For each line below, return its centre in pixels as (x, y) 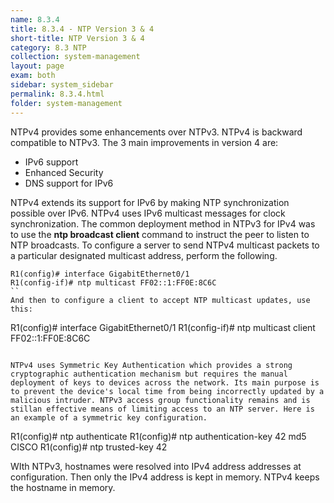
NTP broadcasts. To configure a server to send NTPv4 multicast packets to (165, 245)
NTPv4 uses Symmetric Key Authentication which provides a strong (151, 365)
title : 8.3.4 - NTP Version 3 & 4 (82, 29)
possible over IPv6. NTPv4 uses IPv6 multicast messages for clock (148, 213)
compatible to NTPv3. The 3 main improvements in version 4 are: (144, 142)
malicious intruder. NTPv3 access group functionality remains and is (160, 400)
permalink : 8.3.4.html (57, 94)
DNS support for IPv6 (69, 183)
